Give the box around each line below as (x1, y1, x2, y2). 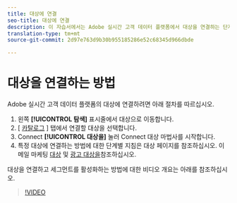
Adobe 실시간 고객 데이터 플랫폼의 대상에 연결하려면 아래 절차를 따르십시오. (7, 100, 215, 109)
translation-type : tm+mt (7, 30, 80, 37)
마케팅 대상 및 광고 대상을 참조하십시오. (30, 150, 137, 159)
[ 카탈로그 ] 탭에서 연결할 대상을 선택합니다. (17, 124, 138, 133)
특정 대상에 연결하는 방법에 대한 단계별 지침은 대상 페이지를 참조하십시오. (17, 142, 217, 150)
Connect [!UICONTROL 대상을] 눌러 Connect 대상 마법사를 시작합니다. (17, 133, 216, 141)
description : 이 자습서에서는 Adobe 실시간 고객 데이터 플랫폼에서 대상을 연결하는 (7, 23, 220, 30)
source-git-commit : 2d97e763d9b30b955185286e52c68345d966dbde (7, 37, 194, 44)
